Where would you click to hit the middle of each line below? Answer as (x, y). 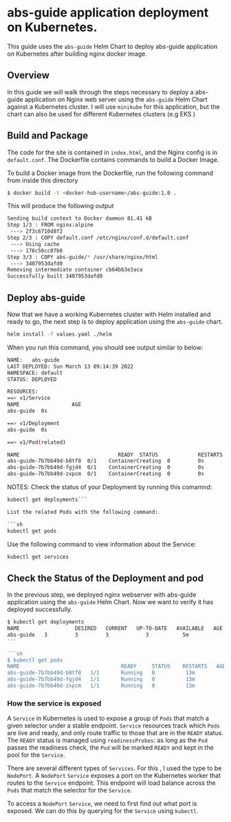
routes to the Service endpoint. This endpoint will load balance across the (111, 783)
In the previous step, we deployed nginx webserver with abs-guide (102, 595)
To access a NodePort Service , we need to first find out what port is (102, 803)
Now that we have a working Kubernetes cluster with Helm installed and (109, 314)
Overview (29, 75)
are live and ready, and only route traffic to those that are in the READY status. (115, 733)
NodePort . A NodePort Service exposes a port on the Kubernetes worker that (114, 776)
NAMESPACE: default (35, 373)
